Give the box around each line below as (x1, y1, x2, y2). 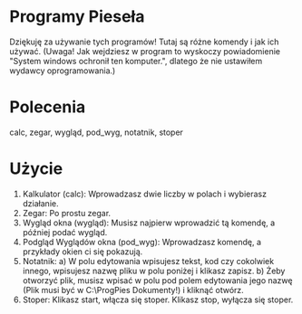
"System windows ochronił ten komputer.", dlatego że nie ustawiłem (9, 55, 263, 66)
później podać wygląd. (22, 226, 108, 237)
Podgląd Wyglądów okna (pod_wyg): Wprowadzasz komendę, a (22, 236, 261, 247)
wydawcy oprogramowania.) (9, 65, 116, 76)
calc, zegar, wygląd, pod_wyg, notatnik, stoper (9, 127, 184, 138)
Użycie (9, 158, 63, 179)
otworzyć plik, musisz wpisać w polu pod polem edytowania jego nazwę (22, 274, 293, 286)
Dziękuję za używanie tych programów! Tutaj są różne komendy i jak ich (9, 36, 279, 47)
